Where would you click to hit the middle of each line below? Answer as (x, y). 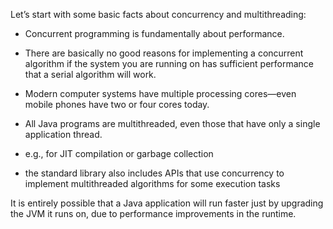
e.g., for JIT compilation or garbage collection (119, 153)
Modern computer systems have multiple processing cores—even (160, 93)
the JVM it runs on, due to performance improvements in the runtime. (153, 213)
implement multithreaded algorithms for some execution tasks (152, 183)
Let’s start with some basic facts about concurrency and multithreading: (158, 14)
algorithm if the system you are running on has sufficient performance (169, 63)
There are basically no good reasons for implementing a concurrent (164, 53)
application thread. (63, 134)
